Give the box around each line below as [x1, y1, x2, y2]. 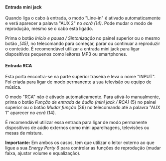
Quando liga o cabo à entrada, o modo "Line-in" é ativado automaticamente [5, 15, 161, 21]
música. [5, 84, 21, 90]
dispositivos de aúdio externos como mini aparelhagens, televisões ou [5, 125, 150, 131]
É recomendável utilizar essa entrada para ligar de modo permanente [5, 120, 148, 126]
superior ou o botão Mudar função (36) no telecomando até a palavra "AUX [5, 105, 161, 111]
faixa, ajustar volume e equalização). [5, 150, 81, 157]
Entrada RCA [5, 62, 32, 68]
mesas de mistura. [5, 130, 43, 136]
